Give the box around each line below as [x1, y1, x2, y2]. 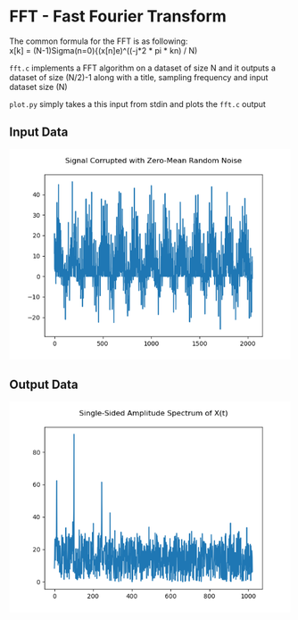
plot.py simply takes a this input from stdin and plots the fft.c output [9, 98, 266, 109]
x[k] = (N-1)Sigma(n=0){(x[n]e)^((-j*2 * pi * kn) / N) [9, 45, 198, 55]
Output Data [9, 377, 79, 393]
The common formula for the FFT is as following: [9, 36, 188, 46]
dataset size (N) [9, 81, 69, 92]
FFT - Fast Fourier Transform [9, 6, 228, 27]
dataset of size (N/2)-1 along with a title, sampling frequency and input [9, 71, 269, 82]
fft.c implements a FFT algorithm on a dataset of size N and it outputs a [9, 62, 277, 73]
